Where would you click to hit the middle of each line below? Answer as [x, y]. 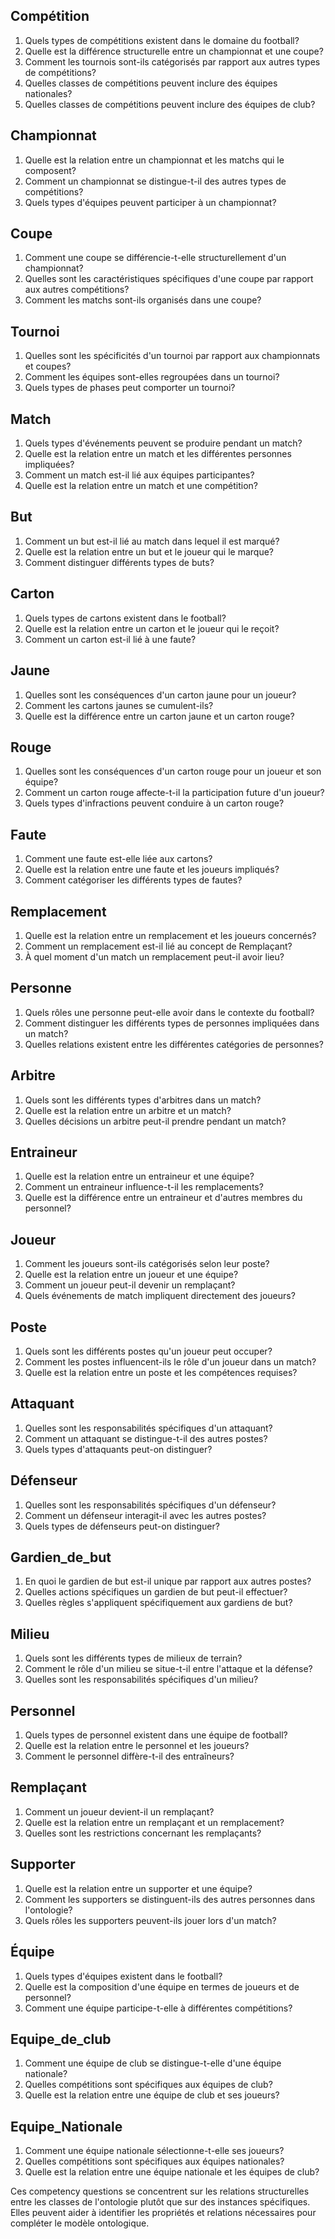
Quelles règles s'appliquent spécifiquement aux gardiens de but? [158, 1603]
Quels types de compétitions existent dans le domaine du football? [162, 40]
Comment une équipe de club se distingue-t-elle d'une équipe [153, 2063]
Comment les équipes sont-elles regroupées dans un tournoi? [152, 377]
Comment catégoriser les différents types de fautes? [133, 880]
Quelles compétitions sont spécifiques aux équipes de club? [148, 2085]
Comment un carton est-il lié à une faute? [110, 639]
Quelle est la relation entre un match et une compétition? [141, 486]
